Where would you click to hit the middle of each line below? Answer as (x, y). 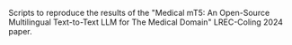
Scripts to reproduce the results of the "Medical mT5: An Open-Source (139, 13)
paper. (20, 31)
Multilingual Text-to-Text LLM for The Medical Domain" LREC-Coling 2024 (146, 22)
